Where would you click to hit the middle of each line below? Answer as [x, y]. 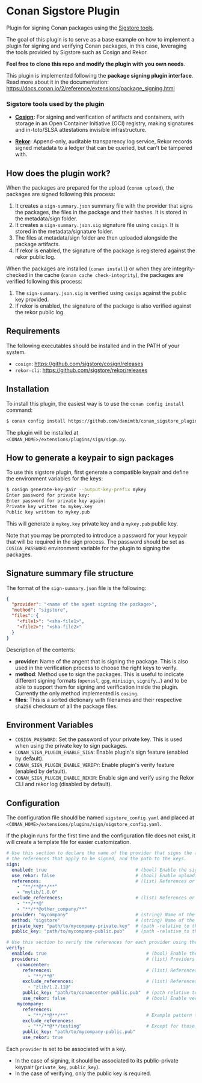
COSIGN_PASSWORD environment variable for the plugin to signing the [88, 548]
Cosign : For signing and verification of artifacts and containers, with [99, 117]
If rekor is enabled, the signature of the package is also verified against [103, 306]
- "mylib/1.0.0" [38, 892]
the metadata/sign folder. [46, 219]
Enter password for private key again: [56, 501]
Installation [28, 389]
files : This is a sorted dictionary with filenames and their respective [98, 700]
